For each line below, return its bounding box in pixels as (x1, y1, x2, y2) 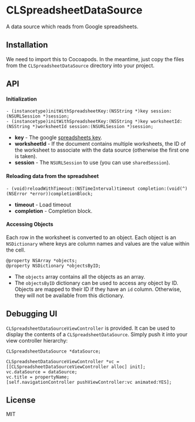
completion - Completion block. (14, 207, 93, 215)
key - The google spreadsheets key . (14, 134, 103, 141)
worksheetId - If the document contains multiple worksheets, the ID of (14, 140, 186, 148)
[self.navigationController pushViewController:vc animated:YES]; (6, 379, 172, 385)
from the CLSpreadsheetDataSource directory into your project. (6, 62, 154, 69)
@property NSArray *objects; (6, 257, 78, 263)
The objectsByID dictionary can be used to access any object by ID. (14, 279, 179, 286)
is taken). (14, 153, 37, 160)
